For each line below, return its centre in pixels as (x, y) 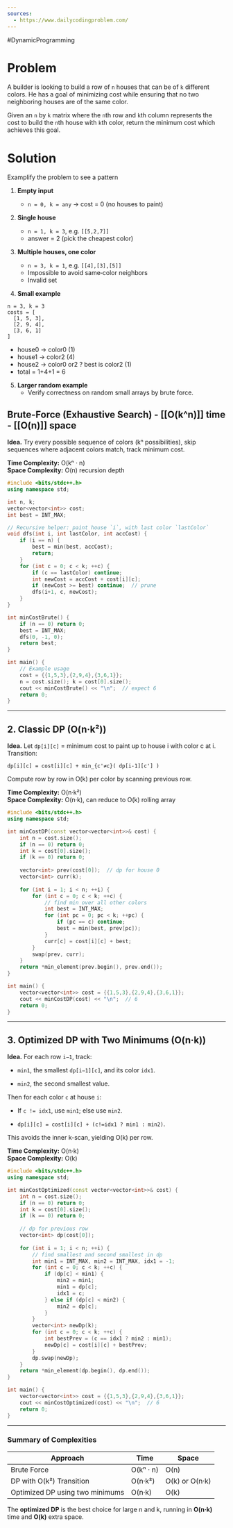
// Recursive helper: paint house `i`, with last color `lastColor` (108, 528)
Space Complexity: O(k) (42, 1159)
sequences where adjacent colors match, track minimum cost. (96, 449)
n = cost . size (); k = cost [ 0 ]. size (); (76, 681)
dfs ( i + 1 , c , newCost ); (65, 592)
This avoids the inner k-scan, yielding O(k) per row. (80, 1138)
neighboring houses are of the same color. (68, 102)
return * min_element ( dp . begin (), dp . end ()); (85, 1371)
